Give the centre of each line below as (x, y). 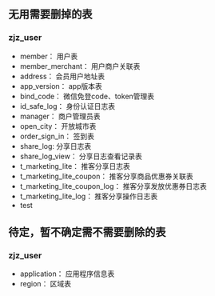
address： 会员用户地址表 (62, 76)
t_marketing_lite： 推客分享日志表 (75, 166)
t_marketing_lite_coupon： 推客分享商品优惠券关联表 (106, 176)
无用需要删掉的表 (50, 14)
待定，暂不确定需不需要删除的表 (87, 232)
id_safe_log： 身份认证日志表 (68, 106)
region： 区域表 (46, 284)
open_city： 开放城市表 (58, 126)
